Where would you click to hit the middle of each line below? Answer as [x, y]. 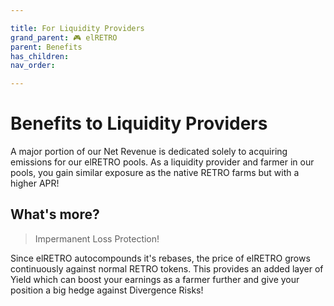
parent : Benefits [46, 47]
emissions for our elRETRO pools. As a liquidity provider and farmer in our [162, 162]
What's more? [55, 214]
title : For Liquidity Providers [77, 28]
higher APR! [35, 183]
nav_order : [33, 66]
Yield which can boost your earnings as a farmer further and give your [155, 279]
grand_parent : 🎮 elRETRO [64, 37]
